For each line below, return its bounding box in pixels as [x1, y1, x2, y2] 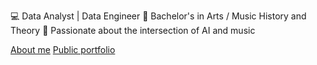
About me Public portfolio [10, 44, 116, 55]
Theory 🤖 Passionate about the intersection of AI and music [10, 25, 256, 36]
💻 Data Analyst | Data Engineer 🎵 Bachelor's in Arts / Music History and [10, 10, 307, 22]
